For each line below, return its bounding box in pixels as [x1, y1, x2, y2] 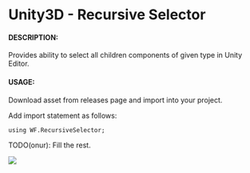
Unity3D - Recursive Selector [8, 6, 206, 24]
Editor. [8, 58, 30, 69]
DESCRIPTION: [8, 32, 58, 42]
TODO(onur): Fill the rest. [8, 140, 91, 150]
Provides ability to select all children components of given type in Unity [8, 50, 243, 60]
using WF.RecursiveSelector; [8, 126, 105, 134]
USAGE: [8, 77, 35, 86]
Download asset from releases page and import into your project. [8, 95, 223, 105]
